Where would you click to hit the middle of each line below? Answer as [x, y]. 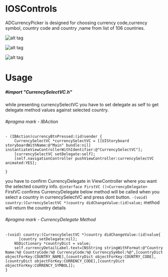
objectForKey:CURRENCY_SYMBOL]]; [40, 265]
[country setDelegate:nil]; [48, 239]
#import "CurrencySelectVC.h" [39, 92]
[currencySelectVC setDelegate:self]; [55, 154]
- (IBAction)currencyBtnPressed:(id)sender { [54, 136]
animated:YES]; [21, 163]
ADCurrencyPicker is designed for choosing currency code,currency [76, 23]
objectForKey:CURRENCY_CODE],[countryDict [79, 261]
